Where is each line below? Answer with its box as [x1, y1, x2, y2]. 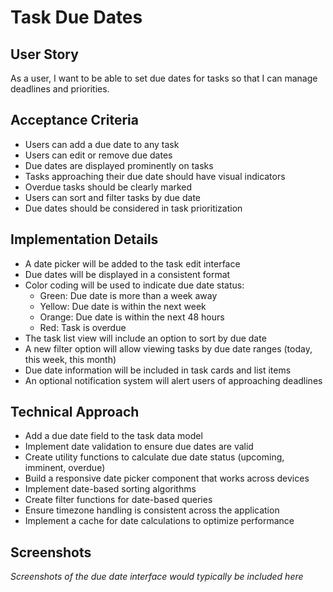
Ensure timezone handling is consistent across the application [24, 504, 280, 516]
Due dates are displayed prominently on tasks [24, 159, 214, 171]
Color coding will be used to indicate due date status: [24, 279, 245, 291]
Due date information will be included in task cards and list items [24, 364, 292, 376]
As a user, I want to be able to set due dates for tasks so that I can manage [10, 72, 318, 84]
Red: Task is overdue [39, 321, 127, 333]
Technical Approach [10, 404, 140, 421]
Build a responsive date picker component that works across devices [24, 472, 310, 485]
